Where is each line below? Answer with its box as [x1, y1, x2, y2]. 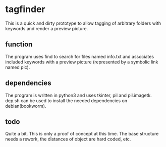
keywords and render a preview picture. [5, 25, 88, 31]
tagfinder [5, 4, 45, 15]
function [5, 40, 33, 49]
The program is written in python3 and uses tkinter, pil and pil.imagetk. [5, 92, 152, 98]
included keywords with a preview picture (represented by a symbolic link [5, 59, 158, 65]
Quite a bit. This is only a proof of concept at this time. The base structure [5, 131, 159, 137]
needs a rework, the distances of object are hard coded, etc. [5, 136, 131, 142]
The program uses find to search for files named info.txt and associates [5, 53, 154, 59]
